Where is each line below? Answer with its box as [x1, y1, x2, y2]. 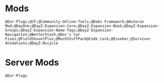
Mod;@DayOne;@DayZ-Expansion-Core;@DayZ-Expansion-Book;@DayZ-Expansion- [5, 23, 160, 28]
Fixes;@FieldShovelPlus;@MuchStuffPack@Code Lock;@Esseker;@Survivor [5, 36, 151, 41]
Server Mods [5, 57, 59, 68]
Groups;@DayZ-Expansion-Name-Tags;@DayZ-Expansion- [5, 28, 113, 32]
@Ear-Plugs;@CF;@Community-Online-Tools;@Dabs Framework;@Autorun [5, 19, 144, 24]
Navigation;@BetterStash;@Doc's [5, 32, 71, 37]
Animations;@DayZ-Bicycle [5, 40, 58, 46]
